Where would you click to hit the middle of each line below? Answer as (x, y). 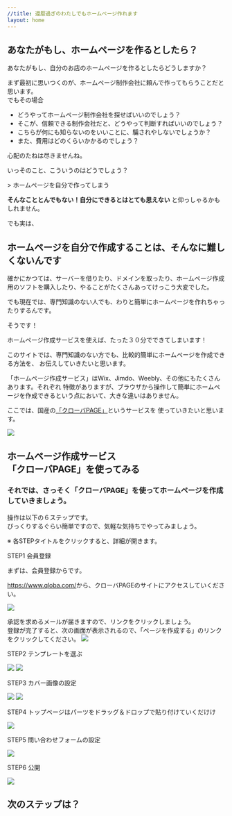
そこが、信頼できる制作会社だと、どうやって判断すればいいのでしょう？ (120, 124)
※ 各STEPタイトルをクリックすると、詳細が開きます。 (84, 541)
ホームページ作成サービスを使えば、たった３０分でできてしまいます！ (107, 340)
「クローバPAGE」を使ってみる (73, 469)
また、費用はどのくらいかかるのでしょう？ (78, 141)
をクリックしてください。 (44, 639)
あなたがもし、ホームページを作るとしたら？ (102, 50)
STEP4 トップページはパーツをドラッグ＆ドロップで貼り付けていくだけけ (111, 712)
